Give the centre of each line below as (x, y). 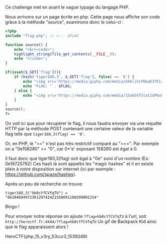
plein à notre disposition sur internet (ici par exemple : (60, 169)
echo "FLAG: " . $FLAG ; (47, 86)
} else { (23, 91)
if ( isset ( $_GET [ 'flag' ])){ (33, 72)
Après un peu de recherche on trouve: (44, 184)
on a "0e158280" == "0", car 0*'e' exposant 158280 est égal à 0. (72, 149)
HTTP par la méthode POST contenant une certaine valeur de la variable (79, 128)
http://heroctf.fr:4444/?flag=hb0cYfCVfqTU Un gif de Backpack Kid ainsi (81, 221)
